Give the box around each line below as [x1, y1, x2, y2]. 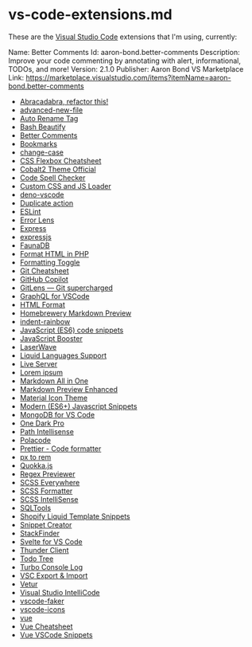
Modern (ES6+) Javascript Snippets [19, 401, 138, 411]
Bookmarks [19, 139, 58, 148]
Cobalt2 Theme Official [19, 164, 97, 174]
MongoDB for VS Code [19, 410, 95, 419]
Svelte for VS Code [19, 536, 83, 547]
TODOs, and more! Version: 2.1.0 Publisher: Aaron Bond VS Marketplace [8, 64, 244, 73]
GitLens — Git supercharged [19, 283, 114, 292]
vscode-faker [19, 596, 65, 606]
